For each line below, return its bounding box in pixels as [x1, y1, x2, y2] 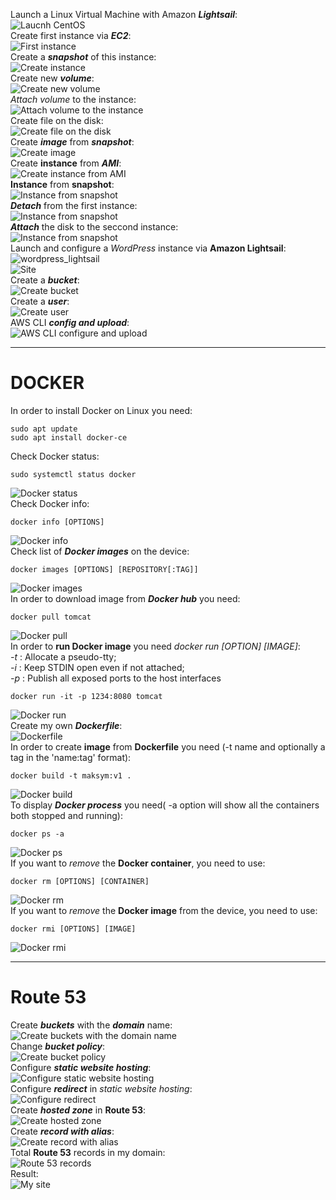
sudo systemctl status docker [10, 469, 137, 479]
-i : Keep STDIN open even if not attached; [10, 661, 185, 673]
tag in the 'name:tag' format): [10, 751, 132, 763]
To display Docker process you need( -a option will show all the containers [10, 799, 320, 811]
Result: [10, 1167, 39, 1179]
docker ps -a [10, 829, 65, 839]
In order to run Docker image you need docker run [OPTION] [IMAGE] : [10, 640, 301, 652]
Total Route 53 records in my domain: [10, 1146, 166, 1158]
